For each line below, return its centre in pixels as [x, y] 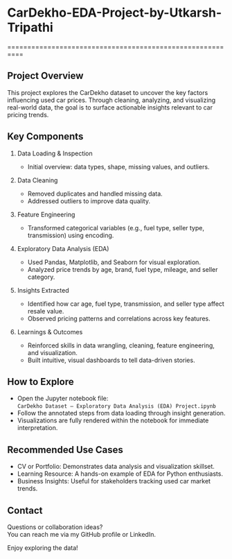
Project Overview [45, 76]
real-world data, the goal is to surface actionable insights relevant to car [110, 107]
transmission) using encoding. [71, 235]
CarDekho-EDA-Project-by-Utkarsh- [115, 13]
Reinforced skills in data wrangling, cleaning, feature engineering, [121, 345]
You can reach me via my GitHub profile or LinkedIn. [81, 534]
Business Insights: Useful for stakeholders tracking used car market [114, 481]
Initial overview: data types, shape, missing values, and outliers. [118, 166]
